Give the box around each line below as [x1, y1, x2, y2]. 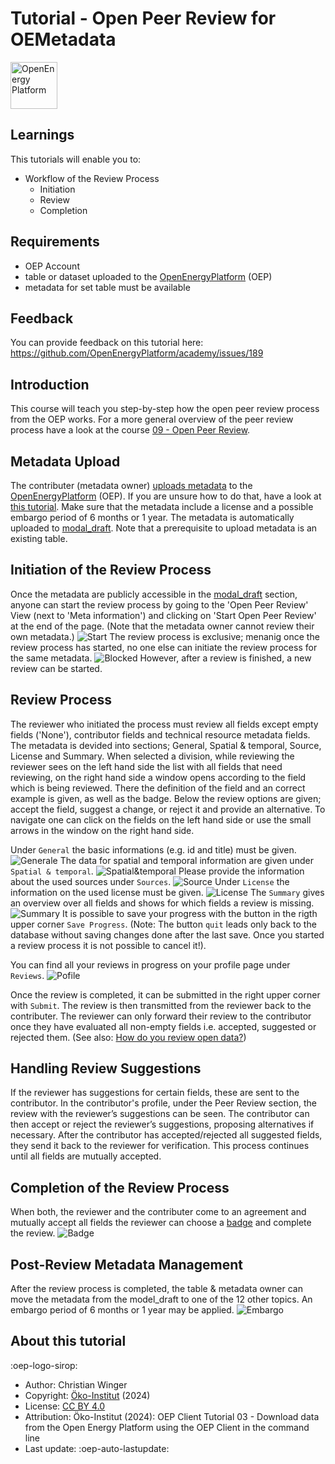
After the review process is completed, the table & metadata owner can [10, 1283, 303, 1295]
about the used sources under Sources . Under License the [10, 875, 290, 887]
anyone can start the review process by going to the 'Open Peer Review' [10, 598, 309, 611]
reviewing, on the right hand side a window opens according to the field [10, 771, 307, 783]
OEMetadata [10, 28, 117, 51]
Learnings [10, 127, 75, 144]
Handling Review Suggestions [10, 1060, 202, 1077]
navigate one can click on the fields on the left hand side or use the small [10, 813, 312, 826]
